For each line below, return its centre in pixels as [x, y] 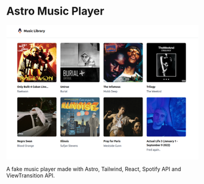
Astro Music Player [55, 11]
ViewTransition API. [31, 175]
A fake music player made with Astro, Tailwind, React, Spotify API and [94, 169]
